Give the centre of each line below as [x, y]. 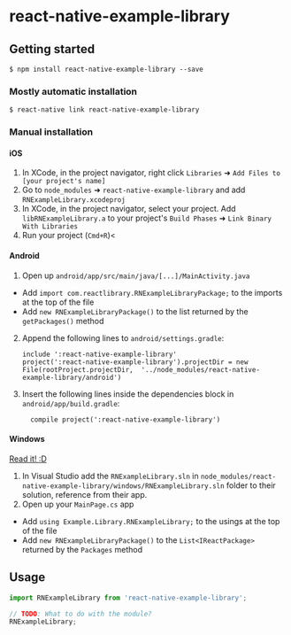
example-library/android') [72, 377]
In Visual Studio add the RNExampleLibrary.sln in [110, 476]
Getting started [52, 49]
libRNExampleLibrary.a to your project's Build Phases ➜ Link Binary [147, 218]
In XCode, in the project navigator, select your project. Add [129, 209]
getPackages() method [63, 321]
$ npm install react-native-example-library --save [106, 69]
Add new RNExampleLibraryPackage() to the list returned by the [135, 311]
